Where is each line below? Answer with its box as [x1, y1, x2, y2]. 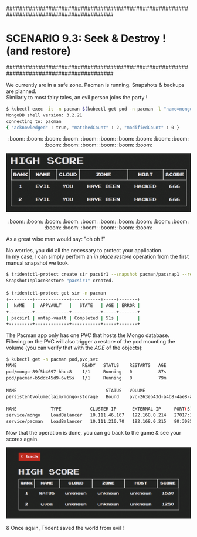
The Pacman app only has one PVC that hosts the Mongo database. [6, 332, 170, 339]
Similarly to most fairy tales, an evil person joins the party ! [6, 94, 148, 101]
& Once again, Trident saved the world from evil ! [6, 525, 124, 531]
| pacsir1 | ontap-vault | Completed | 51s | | [6, 315, 141, 321]
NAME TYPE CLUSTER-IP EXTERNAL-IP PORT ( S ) [6, 406, 193, 412]
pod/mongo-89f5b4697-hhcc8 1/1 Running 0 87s [6, 369, 167, 375]
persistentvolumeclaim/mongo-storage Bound [6, 393, 119, 399]
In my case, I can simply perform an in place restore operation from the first [6, 253, 189, 261]
